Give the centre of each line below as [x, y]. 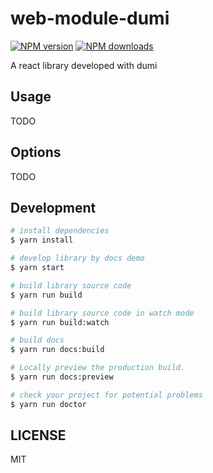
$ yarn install [42, 240]
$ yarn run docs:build [57, 350]
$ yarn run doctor [48, 404]
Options [36, 152]
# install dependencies [60, 231]
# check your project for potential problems [106, 395]
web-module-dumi [90, 18]
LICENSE [38, 435]
